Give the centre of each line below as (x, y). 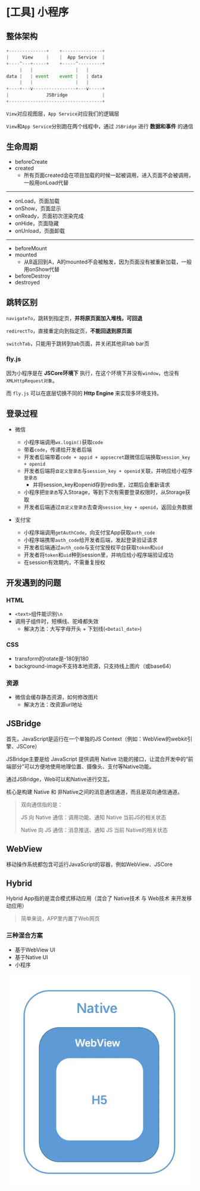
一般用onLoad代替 (46, 182)
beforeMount (31, 248)
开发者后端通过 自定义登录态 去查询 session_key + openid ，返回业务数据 (108, 507)
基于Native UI (32, 957)
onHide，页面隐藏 (37, 223)
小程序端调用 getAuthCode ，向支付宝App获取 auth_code (89, 532)
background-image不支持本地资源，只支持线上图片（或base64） (94, 666)
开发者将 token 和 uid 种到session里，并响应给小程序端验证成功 (99, 555)
